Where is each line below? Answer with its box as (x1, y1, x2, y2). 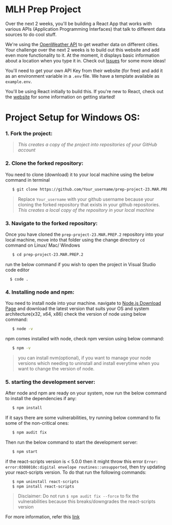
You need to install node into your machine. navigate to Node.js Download (5, 300, 161, 307)
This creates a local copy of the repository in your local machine (17, 207, 155, 213)
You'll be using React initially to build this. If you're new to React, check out (5, 88, 164, 94)
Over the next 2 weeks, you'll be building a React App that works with (5, 20, 152, 27)
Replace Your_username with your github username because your (17, 196, 155, 202)
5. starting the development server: (5, 378, 96, 385)
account (17, 147, 36, 153)
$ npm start (12, 449, 38, 454)
